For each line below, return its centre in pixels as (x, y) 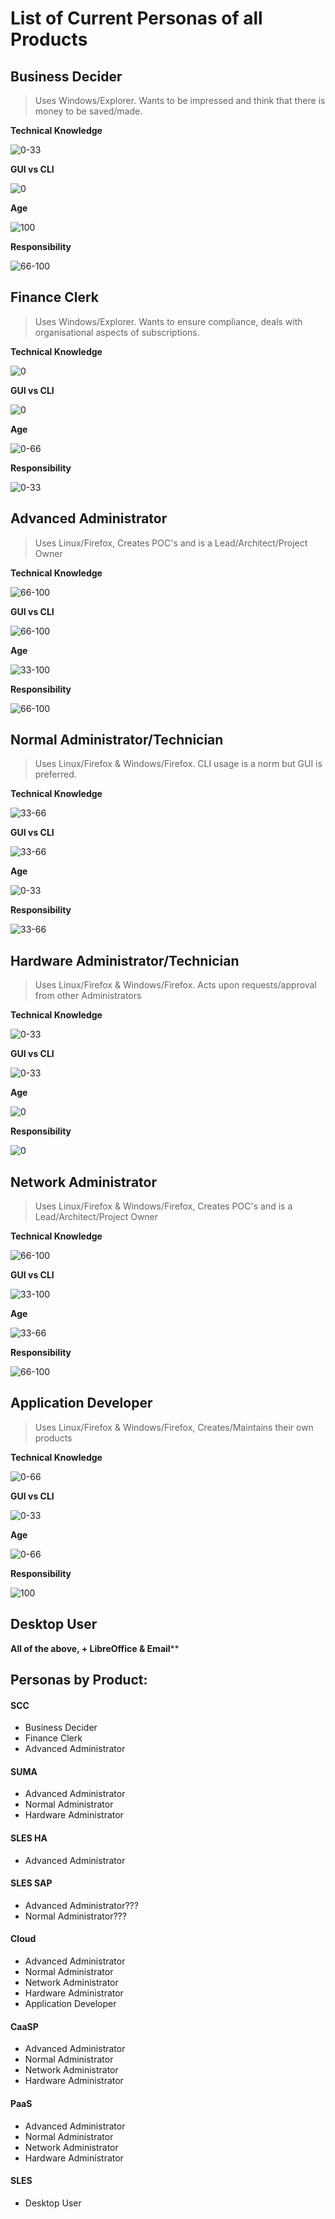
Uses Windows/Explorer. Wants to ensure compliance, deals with (168, 321)
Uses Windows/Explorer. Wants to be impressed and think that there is (180, 100)
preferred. (55, 774)
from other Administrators (88, 996)
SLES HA (29, 1838)
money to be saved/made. (88, 111)
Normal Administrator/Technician (117, 740)
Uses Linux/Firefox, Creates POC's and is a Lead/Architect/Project (171, 543)
